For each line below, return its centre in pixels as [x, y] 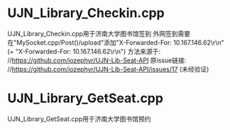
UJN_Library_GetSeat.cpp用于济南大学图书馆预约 [79, 119]
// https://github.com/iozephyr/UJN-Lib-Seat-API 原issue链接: [97, 60]
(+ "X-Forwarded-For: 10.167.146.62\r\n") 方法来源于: [84, 51]
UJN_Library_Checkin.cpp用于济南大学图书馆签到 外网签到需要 [99, 33]
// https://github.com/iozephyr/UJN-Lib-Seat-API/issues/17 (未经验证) [108, 69]
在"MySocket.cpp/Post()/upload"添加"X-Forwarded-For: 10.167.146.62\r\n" [116, 42]
